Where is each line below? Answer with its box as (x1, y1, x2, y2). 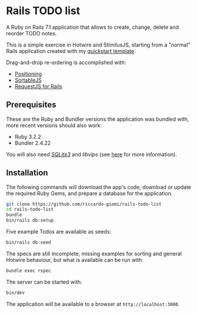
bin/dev (6, 289, 25, 295)
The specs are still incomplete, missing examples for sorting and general (6, 250, 182, 257)
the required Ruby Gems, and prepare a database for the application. (6, 189, 173, 197)
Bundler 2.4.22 (14, 139, 51, 146)
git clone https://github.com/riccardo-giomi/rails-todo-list (6, 201, 162, 207)
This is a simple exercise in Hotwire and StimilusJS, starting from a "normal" (6, 41, 191, 48)
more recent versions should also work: (6, 122, 102, 129)
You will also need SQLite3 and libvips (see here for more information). (6, 151, 178, 158)
